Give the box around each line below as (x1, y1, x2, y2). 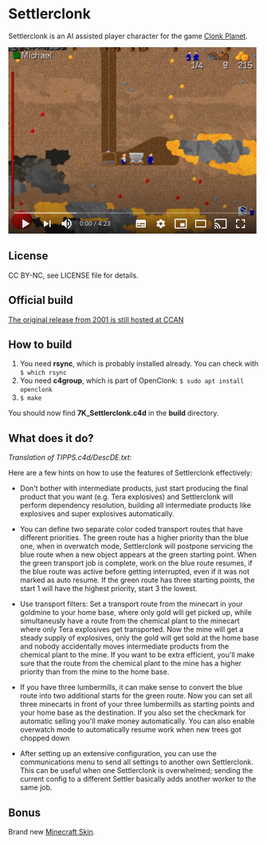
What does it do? (8, 432, 94, 445)
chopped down (19, 733, 70, 743)
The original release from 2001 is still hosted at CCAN (8, 314, 184, 324)
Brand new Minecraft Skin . (8, 827, 96, 836)
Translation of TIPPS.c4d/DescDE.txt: (8, 452, 132, 463)
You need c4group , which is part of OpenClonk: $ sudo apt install (19, 376, 245, 385)
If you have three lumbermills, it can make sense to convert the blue (19, 683, 243, 692)
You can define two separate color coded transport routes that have (19, 524, 243, 534)
